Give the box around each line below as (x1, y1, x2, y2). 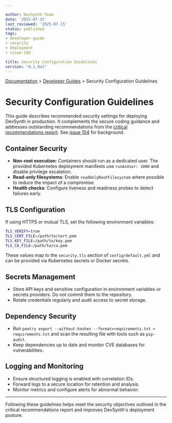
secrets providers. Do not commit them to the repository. (12, 291, 133, 298)
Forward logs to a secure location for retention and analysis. (12, 381, 140, 387)
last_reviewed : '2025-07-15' (5, 22, 68, 27)
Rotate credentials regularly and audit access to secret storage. (12, 297, 147, 303)
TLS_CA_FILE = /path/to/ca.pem (5, 243, 68, 248)
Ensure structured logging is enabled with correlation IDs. (12, 375, 135, 382)
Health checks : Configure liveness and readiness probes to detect (12, 185, 154, 191)
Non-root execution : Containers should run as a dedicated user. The (12, 158, 158, 164)
